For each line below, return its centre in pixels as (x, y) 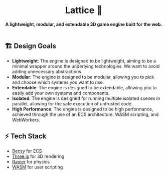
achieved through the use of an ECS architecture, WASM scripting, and (85, 114)
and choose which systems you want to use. (58, 82)
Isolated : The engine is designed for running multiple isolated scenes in (86, 98)
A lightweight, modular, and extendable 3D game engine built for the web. (84, 24)
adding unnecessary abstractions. (47, 71)
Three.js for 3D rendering (38, 156)
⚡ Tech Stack (26, 136)
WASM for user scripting (37, 167)
